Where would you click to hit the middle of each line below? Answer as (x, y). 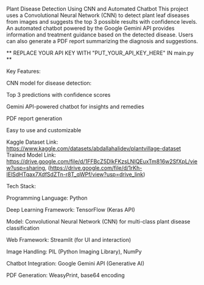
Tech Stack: (21, 186)
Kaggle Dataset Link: (32, 142)
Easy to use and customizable (44, 130)
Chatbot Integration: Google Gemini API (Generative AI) (76, 263)
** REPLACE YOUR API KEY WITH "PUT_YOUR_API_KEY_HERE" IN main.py (100, 53)
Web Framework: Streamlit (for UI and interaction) (69, 240)
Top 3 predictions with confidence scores (58, 95)
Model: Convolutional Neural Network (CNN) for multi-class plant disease (98, 221)
